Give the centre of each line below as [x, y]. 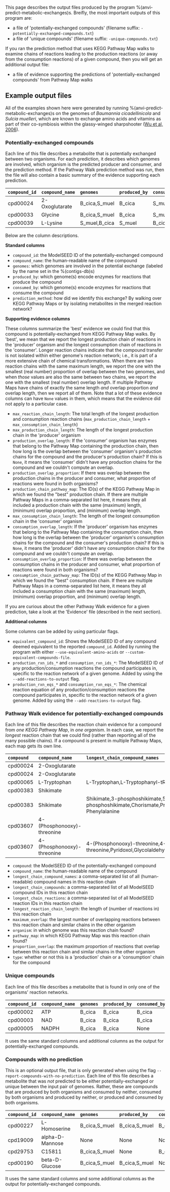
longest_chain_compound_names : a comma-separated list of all [76, 877]
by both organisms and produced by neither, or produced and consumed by [84, 1097]
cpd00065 [21, 782]
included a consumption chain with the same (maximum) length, [79, 591]
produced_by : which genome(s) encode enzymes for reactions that [81, 277]
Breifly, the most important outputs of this [117, 13]
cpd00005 [21, 1028]
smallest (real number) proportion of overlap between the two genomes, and [85, 372]
